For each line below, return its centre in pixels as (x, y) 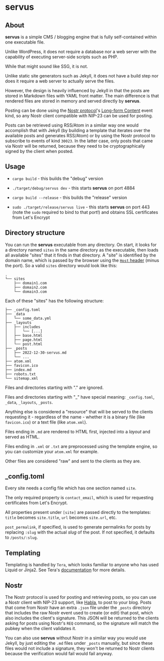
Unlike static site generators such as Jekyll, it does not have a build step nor (82, 76)
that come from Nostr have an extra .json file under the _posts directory (78, 608)
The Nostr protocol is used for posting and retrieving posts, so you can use (81, 597)
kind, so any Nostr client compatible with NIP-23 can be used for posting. (79, 116)
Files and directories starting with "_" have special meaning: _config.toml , (80, 397)
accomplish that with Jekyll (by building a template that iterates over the (78, 130)
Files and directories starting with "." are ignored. (54, 387)
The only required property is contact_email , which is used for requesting (79, 498)
